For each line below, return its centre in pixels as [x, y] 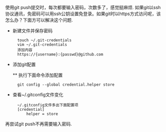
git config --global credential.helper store [66, 85]
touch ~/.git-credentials [44, 40]
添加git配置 [24, 64]
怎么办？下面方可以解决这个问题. [39, 20]
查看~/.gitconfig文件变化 [38, 94]
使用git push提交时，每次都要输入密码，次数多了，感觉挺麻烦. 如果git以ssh [83, 7]
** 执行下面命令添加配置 [38, 75]
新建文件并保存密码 [33, 31]
